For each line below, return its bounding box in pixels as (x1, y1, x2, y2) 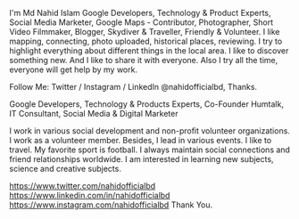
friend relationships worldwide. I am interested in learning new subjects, (9, 154, 274, 164)
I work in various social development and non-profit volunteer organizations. (9, 126, 290, 136)
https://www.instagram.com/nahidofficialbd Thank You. (9, 199, 213, 210)
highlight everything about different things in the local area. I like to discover (9, 45, 289, 56)
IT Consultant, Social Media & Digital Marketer (9, 109, 179, 118)
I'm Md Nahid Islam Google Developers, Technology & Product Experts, (9, 8, 271, 18)
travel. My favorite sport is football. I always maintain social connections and (9, 144, 290, 155)
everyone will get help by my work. (9, 64, 138, 75)
